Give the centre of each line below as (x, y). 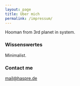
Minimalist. (16, 55)
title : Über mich (22, 14)
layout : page (18, 9)
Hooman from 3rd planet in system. (40, 32)
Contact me (19, 68)
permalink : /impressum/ (29, 18)
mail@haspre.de (21, 78)
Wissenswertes (24, 45)
